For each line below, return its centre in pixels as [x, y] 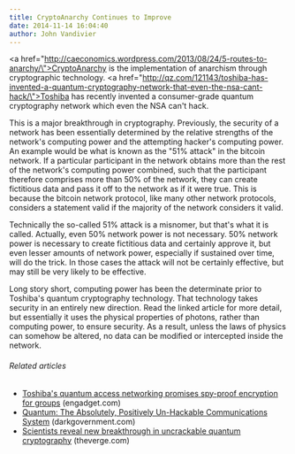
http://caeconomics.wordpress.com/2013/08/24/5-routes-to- [155, 59]
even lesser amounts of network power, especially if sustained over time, [142, 253]
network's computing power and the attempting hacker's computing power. [147, 142]
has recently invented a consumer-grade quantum [163, 96]
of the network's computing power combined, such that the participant [138, 170]
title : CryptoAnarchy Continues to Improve [91, 17]
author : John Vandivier [53, 34]
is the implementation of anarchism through [188, 68]
